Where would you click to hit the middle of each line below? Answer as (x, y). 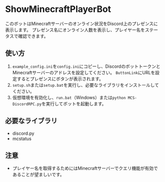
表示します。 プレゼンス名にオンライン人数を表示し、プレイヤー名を (75, 30)
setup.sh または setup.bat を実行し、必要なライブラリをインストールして (85, 85)
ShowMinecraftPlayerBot (58, 9)
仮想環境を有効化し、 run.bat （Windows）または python (69, 97)
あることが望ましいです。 (38, 175)
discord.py (23, 133)
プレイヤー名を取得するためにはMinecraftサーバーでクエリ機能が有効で (85, 169)
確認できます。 (33, 36)
